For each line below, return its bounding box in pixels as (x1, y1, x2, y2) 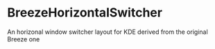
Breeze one (7, 35, 40, 43)
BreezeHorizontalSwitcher (7, 5, 163, 21)
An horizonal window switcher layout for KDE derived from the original (7, 28, 208, 36)
